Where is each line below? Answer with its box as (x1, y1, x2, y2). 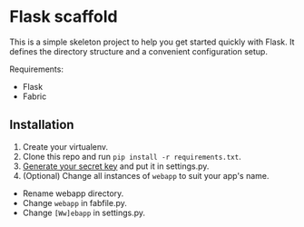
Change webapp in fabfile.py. (22, 197, 127, 208)
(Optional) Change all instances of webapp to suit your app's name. (22, 170, 270, 181)
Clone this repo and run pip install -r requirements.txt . (22, 151, 242, 162)
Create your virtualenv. (22, 141, 109, 152)
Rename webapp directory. (22, 188, 124, 199)
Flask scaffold (9, 6, 118, 27)
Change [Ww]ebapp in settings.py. (22, 207, 146, 218)
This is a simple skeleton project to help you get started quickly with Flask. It (9, 36, 295, 47)
